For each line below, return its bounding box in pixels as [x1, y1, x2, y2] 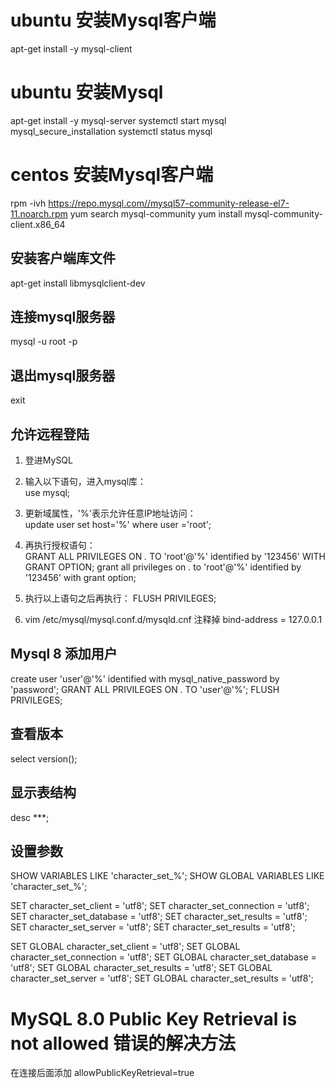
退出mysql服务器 [10, 367, 116, 384]
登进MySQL [24, 454, 73, 466]
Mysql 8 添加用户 [10, 646, 118, 663]
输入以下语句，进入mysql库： [24, 476, 147, 488]
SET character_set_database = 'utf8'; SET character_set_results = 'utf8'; [10, 911, 308, 923]
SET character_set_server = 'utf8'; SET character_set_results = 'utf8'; [10, 921, 296, 933]
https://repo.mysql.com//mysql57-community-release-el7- [48, 197, 290, 209]
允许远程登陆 [10, 426, 90, 443]
